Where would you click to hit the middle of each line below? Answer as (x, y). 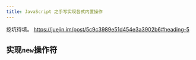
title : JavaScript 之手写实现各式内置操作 (54, 12)
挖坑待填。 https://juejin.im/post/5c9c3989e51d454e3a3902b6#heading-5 (98, 29)
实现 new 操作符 (32, 50)
